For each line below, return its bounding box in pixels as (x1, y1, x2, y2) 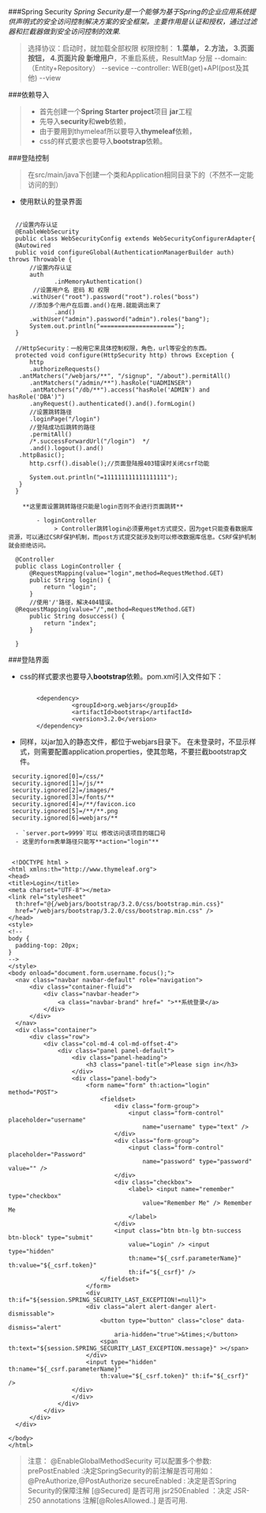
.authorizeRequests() (28, 365, 101, 373)
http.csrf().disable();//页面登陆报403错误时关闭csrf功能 (28, 460, 210, 467)
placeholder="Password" (8, 1151, 87, 1159)
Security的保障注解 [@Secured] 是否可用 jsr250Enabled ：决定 (27, 1486, 232, 1495)
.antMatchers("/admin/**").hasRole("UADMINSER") (28, 379, 193, 387)
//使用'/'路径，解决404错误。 (28, 599, 117, 607)
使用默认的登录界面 (19, 197, 83, 206)
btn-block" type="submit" (8, 1234, 93, 1242)
